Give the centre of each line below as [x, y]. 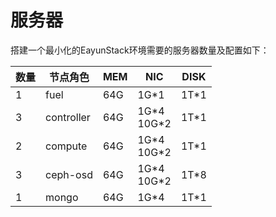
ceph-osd [69, 174]
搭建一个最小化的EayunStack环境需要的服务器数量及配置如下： [140, 50]
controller [68, 117]
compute [66, 146]
